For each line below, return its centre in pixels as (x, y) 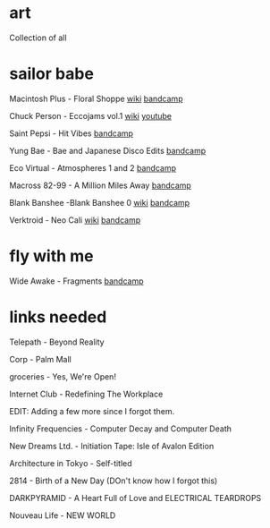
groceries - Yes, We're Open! (63, 376)
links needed (58, 317)
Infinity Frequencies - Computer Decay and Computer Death (121, 429)
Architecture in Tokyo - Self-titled (71, 463)
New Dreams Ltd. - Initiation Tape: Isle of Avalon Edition (112, 446)
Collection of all (38, 38)
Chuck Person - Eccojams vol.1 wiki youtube (91, 115)
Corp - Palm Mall (40, 359)
